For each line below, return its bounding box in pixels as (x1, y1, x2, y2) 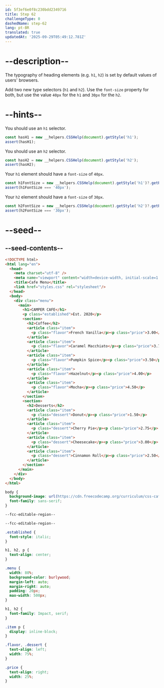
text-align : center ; (9, 553, 51, 557)
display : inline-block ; (9, 629, 58, 634)
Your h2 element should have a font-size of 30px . (5, 194, 104, 200)
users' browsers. (5, 77, 39, 83)
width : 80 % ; (9, 570, 34, 575)
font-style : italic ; (9, 534, 51, 539)
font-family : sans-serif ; (9, 499, 62, 503)
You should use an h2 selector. (5, 148, 66, 154)
